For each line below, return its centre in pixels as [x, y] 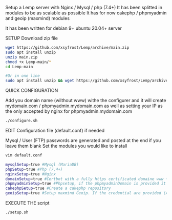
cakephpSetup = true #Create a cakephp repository [58, 188]
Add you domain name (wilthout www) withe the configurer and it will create [86, 101]
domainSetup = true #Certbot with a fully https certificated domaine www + [87, 179]
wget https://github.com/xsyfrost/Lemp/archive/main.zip [67, 48]
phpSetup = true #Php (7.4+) [34, 169]
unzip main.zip [21, 57]
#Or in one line [23, 76]
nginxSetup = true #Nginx [31, 174]
